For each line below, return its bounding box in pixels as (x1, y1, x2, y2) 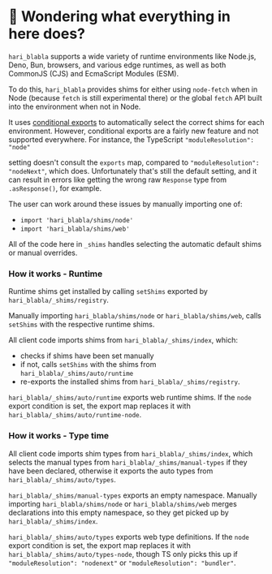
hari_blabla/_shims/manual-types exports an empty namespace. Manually (8, 490, 257, 500)
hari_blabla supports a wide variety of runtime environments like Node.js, (8, 51, 257, 61)
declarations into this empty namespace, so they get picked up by (8, 507, 229, 517)
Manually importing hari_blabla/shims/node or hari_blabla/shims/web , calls (8, 311, 261, 321)
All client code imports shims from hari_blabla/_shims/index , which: (8, 335, 238, 345)
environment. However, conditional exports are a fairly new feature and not (8, 126, 259, 136)
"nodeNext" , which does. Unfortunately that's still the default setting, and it (8, 166, 257, 175)
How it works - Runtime (8, 268, 103, 279)
